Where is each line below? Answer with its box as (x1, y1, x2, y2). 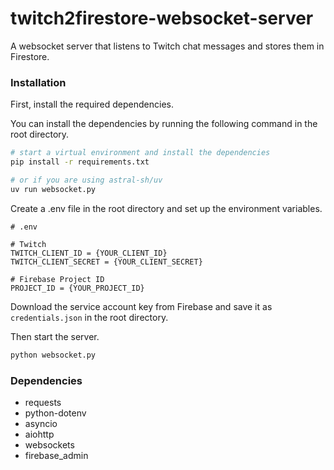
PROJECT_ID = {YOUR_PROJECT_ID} (10, 283, 145, 293)
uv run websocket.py (10, 184, 97, 194)
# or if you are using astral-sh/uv (10, 175, 163, 185)
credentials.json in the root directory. (10, 311, 169, 323)
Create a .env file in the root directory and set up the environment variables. (10, 202, 323, 214)
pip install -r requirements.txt (10, 157, 150, 167)
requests (24, 396, 62, 408)
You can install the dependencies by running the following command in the (10, 118, 318, 130)
